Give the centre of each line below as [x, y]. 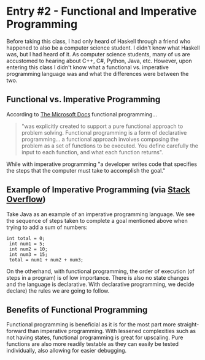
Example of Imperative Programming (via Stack [98, 190]
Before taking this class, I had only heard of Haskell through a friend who [99, 41]
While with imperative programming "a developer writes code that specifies [102, 164]
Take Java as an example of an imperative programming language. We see [101, 214]
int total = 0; [26, 238]
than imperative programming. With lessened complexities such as [112, 331]
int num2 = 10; [28, 249]
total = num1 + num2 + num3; [46, 260]
